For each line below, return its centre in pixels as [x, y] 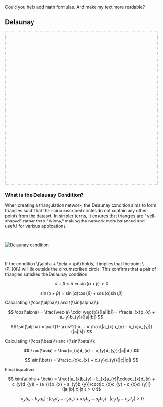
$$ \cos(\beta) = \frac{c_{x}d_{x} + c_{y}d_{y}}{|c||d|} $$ [81, 351]
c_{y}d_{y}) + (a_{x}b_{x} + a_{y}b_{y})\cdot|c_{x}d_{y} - [69, 384]
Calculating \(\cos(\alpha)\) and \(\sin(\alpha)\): [52, 303]
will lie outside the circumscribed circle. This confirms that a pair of [89, 269]
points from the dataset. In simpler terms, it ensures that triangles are [74, 216]
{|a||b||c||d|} [74, 389]
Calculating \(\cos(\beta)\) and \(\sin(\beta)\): [50, 341]
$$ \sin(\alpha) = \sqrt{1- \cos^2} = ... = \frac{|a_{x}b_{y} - [69, 327]
